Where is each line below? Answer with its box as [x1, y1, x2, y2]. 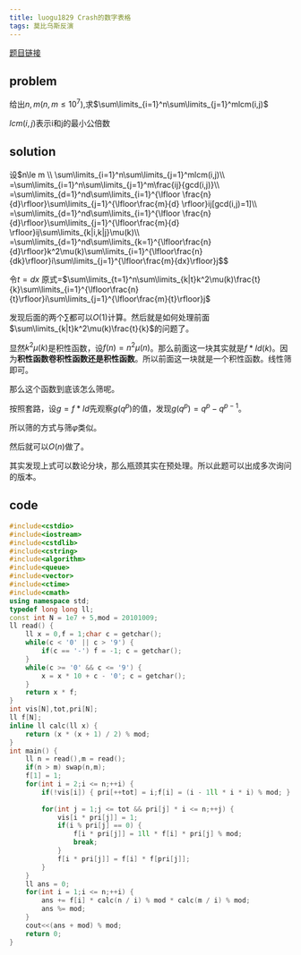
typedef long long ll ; [9, 605, 94, 614]
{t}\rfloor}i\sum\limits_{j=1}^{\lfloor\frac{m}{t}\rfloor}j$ [9, 293, 211, 304]
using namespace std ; [9, 596, 90, 605]
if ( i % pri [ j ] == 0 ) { [56, 821, 142, 831]
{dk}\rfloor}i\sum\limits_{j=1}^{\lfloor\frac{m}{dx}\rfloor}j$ [9, 255, 224, 266]
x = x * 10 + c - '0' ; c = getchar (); [41, 671, 186, 680]
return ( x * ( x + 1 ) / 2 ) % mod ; [25, 729, 150, 738]
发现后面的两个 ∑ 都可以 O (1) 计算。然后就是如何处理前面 [9, 311, 211, 322]
